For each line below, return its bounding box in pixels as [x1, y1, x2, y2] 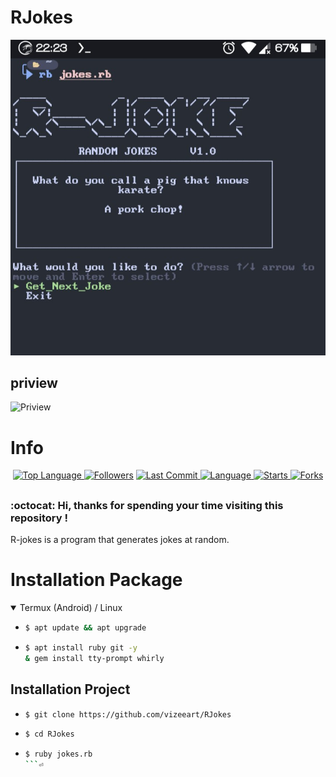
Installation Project [10, 681, 131, 698]
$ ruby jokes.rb [24, 749, 93, 760]
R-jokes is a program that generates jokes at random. [10, 534, 230, 546]
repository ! [10, 511, 68, 525]
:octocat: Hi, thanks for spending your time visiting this [10, 498, 284, 512]
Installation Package [10, 569, 183, 591]
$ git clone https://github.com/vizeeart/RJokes [24, 709, 232, 720]
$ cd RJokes [24, 729, 75, 740]
